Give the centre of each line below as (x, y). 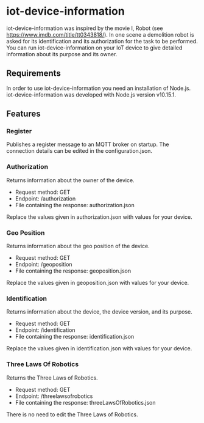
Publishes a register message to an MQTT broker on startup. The (88, 144)
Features (23, 114)
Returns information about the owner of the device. (71, 180)
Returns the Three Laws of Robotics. (52, 378)
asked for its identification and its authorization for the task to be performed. (102, 41)
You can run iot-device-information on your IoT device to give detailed (94, 48)
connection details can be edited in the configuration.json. (79, 151)
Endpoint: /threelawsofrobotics (54, 396)
